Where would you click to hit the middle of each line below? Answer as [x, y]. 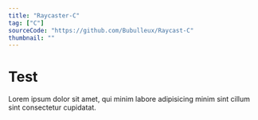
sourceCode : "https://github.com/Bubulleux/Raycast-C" [101, 30]
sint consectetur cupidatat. [53, 107]
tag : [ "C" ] [26, 23]
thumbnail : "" [32, 38]
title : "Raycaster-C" [44, 15]
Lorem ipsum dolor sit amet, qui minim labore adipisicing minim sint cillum [129, 99]
